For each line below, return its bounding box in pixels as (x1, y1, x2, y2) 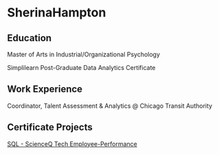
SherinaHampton (7, 5, 106, 21)
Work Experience (7, 84, 83, 95)
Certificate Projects (7, 121, 93, 133)
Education (7, 32, 52, 44)
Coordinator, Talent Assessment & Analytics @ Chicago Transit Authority (7, 102, 213, 110)
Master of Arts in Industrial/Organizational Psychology (7, 50, 160, 58)
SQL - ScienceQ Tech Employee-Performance (7, 139, 137, 148)
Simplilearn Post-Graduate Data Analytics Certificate (7, 64, 156, 71)
